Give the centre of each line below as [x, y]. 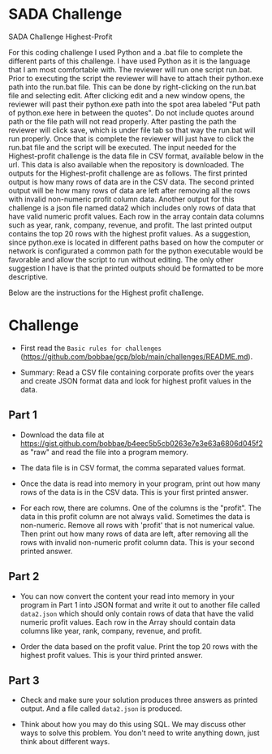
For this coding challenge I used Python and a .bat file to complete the [126, 52]
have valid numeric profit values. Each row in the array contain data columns [136, 216]
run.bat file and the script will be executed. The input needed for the [123, 147]
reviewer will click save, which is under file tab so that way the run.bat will [132, 130]
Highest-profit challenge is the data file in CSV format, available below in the [136, 156]
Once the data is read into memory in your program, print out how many [140, 483]
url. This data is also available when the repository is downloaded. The [126, 164]
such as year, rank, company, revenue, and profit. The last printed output [130, 225]
